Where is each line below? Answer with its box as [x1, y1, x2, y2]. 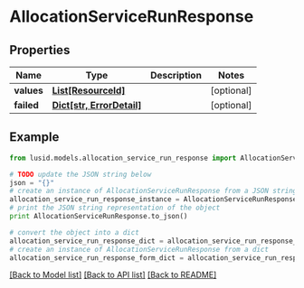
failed [14, 99, 39, 111]
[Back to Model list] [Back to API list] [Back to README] [9, 269, 217, 281]
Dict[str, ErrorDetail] [52, 99, 142, 111]
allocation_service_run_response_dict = [9, 237, 165, 246]
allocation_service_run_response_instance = [9, 195, 180, 204]
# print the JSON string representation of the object [9, 203, 221, 213]
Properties [9, 42, 71, 58]
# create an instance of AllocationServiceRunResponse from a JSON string [9, 187, 298, 196]
